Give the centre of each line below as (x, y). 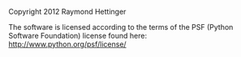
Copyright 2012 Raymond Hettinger (67, 12)
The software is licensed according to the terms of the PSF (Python (121, 27)
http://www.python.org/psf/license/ (68, 44)
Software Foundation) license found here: (78, 36)
